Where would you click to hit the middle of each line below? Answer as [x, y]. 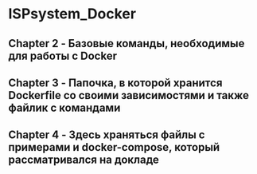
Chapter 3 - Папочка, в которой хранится [115, 83]
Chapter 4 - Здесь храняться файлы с [107, 135]
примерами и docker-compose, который [114, 147]
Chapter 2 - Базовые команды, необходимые [127, 43]
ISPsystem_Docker [72, 14]
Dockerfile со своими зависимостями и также [128, 95]
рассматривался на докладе [84, 160]
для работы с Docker [63, 55]
